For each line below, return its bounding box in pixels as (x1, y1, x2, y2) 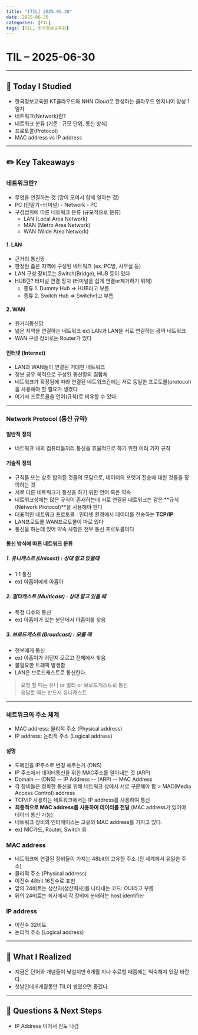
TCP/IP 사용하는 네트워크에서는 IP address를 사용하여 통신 (14, 796, 150, 803)
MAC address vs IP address (14, 134, 82, 141)
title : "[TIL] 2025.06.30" (6, 8, 72, 15)
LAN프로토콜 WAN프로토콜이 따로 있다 (14, 518, 104, 525)
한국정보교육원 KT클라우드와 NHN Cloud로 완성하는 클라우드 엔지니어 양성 (14, 98, 186, 105)
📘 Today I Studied (6, 81, 72, 92)
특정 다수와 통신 (14, 609, 51, 616)
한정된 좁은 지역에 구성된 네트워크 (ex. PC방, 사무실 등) (14, 262, 141, 270)
